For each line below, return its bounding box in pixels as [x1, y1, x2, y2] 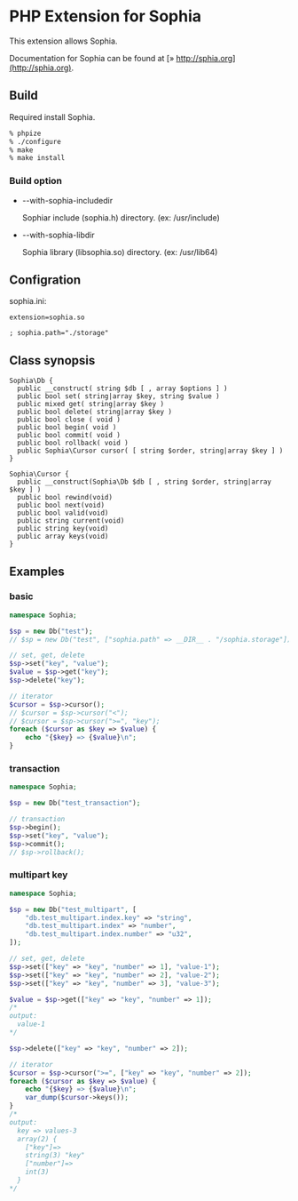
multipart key [9, 869, 68, 881]
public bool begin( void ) [17, 423, 117, 432]
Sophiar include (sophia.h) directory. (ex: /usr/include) [21, 212, 220, 223]
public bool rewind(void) [17, 493, 114, 502]
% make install [9, 154, 66, 163]
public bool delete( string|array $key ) [17, 407, 173, 417]
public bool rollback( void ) [17, 438, 129, 448]
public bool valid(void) [17, 508, 109, 517]
